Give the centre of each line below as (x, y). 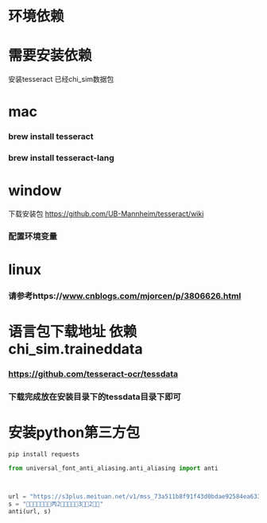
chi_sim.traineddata (75, 349)
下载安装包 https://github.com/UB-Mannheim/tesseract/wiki (106, 214)
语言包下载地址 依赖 (73, 332)
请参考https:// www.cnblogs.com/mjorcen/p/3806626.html (125, 296)
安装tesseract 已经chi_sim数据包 (61, 79)
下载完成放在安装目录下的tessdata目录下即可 (95, 397)
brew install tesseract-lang (61, 158)
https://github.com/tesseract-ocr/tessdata (93, 374)
